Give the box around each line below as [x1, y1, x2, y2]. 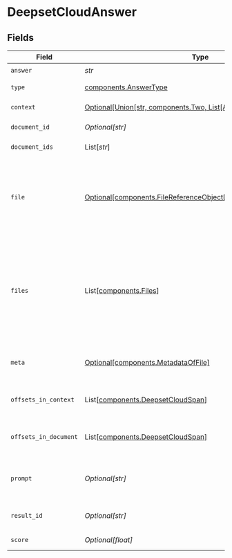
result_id [10, 512, 43, 519]
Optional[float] [84, 535, 133, 544]
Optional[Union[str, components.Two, [84, 102, 207, 111]
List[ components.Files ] [84, 286, 159, 295]
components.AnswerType [84, 82, 168, 92]
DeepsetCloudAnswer [7, 4, 137, 20]
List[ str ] [84, 143, 110, 152]
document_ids [10, 143, 54, 151]
